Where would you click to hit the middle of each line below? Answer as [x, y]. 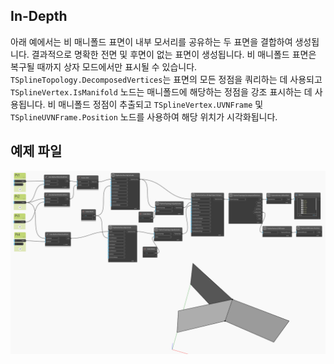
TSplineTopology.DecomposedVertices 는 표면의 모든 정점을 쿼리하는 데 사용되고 [166, 79]
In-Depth [39, 16]
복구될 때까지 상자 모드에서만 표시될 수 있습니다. [104, 66]
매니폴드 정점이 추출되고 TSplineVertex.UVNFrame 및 [161, 104]
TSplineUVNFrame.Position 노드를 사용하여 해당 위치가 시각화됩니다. [144, 116]
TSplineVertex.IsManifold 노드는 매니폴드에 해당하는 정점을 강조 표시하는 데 [161, 91]
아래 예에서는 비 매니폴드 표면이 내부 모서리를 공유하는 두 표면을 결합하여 [151, 41]
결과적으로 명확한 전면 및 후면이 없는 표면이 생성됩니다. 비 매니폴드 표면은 [174, 54]
